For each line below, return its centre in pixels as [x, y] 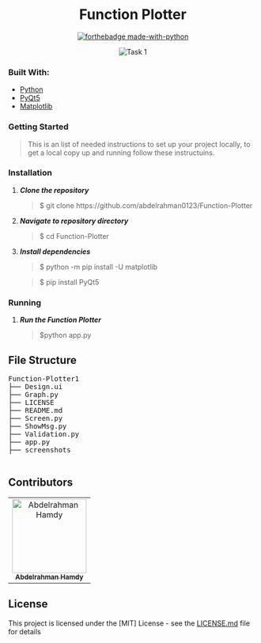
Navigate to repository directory [74, 221]
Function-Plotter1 [44, 378]
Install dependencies [55, 252]
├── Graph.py [34, 394]
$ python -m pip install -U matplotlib [98, 267]
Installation [30, 173]
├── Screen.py [36, 418]
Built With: [29, 72]
